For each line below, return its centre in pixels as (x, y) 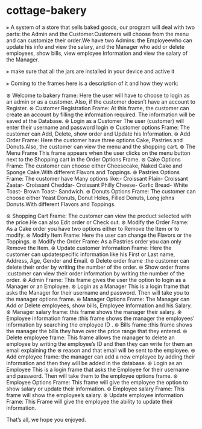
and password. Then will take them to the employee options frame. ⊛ (92, 376)
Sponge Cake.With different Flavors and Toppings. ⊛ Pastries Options (93, 172)
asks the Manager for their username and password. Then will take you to (98, 292)
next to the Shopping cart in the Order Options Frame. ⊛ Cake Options (93, 159)
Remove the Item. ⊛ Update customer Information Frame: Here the (89, 248)
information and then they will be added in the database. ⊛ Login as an (94, 363)
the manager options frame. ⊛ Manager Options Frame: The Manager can (98, 299)
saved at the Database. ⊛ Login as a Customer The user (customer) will (95, 121)
